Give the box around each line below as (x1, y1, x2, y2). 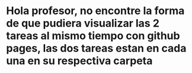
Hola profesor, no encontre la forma (6, 4, 185, 18)
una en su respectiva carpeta (6, 54, 153, 68)
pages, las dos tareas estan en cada (6, 42, 187, 55)
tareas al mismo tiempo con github (6, 29, 180, 42)
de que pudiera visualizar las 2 (6, 16, 160, 30)
